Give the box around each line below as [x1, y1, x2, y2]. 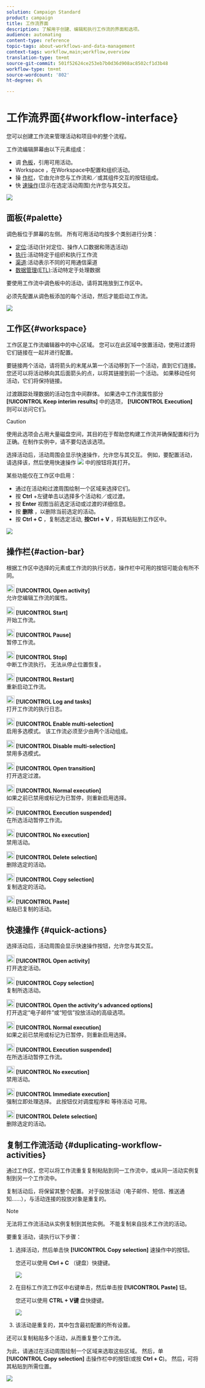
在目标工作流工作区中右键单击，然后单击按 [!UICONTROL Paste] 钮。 [15, 1284, 190, 1291]
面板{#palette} [6, 213, 63, 223]
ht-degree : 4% [6, 77, 43, 83]
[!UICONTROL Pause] [15, 631, 72, 638]
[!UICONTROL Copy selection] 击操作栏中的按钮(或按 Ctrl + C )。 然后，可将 [6, 1355, 199, 1362]
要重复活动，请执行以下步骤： [6, 1233, 81, 1241]
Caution [6, 418, 26, 425]
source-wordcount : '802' [6, 72, 70, 78]
